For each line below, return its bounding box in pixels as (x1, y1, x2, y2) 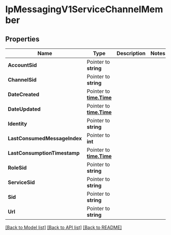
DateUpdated (8, 106, 41, 113)
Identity (8, 120, 27, 127)
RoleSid (8, 164, 27, 171)
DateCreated (8, 91, 40, 98)
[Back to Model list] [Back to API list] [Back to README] (5, 224, 122, 230)
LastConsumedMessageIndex (8, 135, 82, 142)
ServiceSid (8, 179, 35, 186)
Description (117, 50, 146, 57)
